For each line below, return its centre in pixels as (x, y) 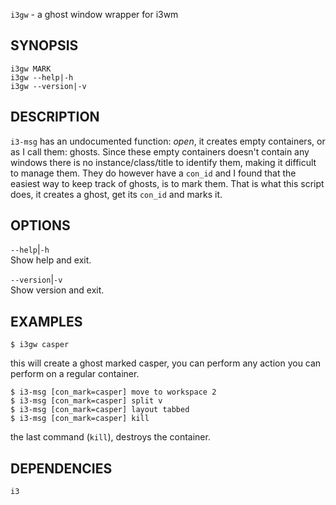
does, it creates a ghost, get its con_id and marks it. (116, 194)
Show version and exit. (57, 290)
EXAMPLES (46, 321)
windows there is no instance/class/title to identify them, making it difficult (163, 162)
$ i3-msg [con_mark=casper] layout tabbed (100, 410)
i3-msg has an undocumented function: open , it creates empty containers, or (168, 141)
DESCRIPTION (55, 117)
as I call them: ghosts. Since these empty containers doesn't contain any (160, 151)
